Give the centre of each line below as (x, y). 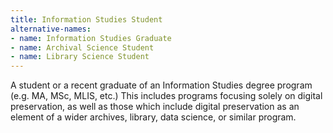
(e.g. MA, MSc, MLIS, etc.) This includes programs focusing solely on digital (166, 96)
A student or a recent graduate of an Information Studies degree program (161, 85)
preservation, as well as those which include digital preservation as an (155, 107)
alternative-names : (51, 29)
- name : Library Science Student (80, 57)
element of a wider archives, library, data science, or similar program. (153, 117)
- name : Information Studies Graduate (91, 38)
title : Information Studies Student (86, 19)
